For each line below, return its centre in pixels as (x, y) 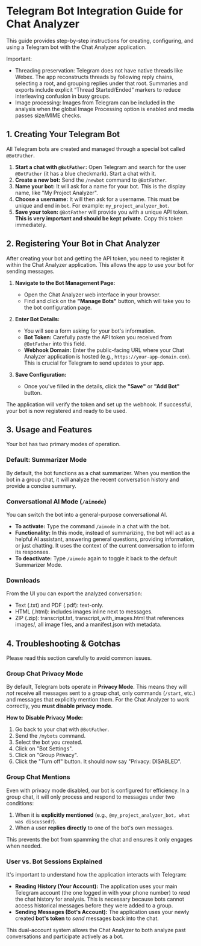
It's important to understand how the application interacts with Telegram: (97, 874)
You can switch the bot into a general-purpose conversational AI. (87, 514)
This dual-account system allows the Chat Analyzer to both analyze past (96, 930)
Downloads (23, 580)
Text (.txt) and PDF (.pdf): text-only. (59, 606)
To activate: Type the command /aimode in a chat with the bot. (92, 526)
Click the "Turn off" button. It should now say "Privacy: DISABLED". (98, 761)
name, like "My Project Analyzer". (56, 193)
